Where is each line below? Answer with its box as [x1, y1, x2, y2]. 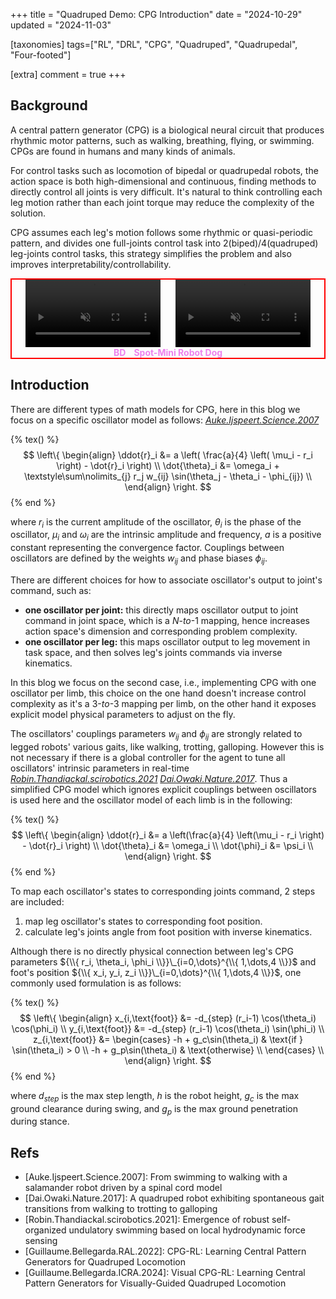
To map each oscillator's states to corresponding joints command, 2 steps [10, 885, 316, 897]
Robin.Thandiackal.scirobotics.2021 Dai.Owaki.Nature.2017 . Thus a [10, 772, 288, 784]
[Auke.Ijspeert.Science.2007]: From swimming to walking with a [24, 1171, 288, 1183]
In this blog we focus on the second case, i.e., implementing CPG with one [10, 677, 317, 689]
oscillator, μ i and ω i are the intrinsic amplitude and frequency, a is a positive [10, 529, 322, 543]
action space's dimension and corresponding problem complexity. [24, 625, 298, 638]
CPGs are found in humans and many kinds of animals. [10, 145, 236, 157]
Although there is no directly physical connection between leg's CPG [10, 945, 294, 957]
